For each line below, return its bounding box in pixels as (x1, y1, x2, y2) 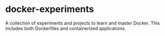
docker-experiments (5, 3, 94, 15)
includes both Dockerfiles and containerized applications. (5, 25, 126, 31)
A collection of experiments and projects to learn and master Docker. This (5, 20, 160, 26)
